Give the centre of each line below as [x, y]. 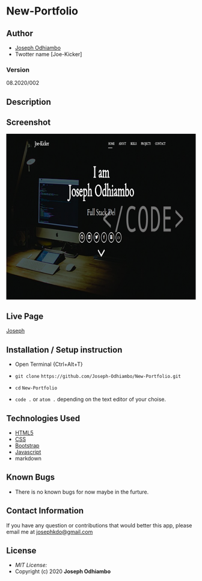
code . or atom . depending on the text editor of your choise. [90, 400]
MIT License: [31, 565]
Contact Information [45, 511]
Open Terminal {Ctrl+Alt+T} [49, 364]
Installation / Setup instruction [64, 350]
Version [18, 69]
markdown [28, 458]
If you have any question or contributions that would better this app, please [99, 525]
